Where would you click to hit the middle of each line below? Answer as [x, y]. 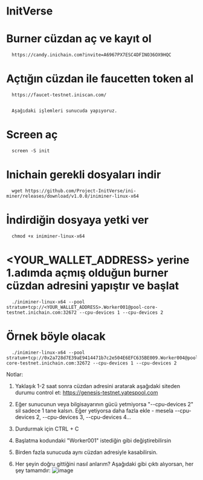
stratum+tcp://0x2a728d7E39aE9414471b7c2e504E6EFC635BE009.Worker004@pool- [104, 358]
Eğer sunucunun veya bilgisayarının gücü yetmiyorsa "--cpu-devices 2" [104, 404]
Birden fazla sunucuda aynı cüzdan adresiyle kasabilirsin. [86, 452]
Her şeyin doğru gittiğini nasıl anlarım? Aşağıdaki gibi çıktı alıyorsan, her [104, 464]
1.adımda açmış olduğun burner [87, 273]
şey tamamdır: [33, 470]
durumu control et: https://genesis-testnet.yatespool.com [86, 392]
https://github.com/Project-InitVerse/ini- [81, 191]
